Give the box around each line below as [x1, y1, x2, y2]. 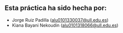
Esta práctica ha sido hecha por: [4, 4, 107, 12]
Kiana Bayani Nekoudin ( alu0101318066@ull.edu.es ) [11, 22, 119, 28]
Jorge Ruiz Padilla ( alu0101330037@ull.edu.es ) [11, 17, 109, 23]
